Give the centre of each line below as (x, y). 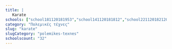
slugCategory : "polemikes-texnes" (42, 34)
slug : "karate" (21, 29)
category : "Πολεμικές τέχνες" (38, 24)
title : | (15, 10)
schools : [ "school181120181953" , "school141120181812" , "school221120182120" (88, 19)
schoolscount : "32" (26, 39)
